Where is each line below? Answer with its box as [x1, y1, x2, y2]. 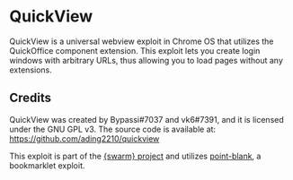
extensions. [9, 64, 52, 75]
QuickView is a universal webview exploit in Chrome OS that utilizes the [9, 36, 274, 47]
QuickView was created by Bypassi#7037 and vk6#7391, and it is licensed [9, 114, 285, 124]
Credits [9, 90, 52, 106]
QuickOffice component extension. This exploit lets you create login [9, 45, 261, 56]
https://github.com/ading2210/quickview [9, 133, 160, 144]
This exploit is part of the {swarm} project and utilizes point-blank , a [9, 150, 262, 161]
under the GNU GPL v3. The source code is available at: [9, 124, 217, 134]
